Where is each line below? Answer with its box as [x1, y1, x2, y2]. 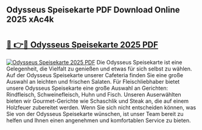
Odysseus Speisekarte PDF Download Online [6, 5, 181, 15]
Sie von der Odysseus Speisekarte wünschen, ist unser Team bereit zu [6, 111, 184, 117]
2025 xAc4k [6, 15, 54, 25]
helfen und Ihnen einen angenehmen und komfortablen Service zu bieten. [6, 117, 191, 124]
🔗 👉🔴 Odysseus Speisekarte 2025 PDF [6, 39, 158, 50]
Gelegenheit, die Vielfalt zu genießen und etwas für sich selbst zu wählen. [6, 65, 192, 72]
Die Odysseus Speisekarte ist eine [96, 59, 183, 66]
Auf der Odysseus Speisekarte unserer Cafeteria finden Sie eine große [6, 72, 184, 78]
